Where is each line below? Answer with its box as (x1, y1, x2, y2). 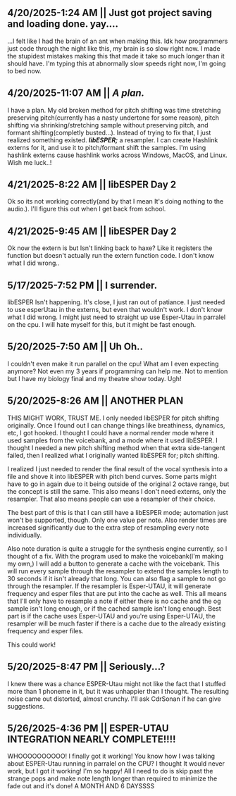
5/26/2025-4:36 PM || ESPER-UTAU (7, 722, 169, 734)
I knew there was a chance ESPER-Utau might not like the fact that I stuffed (7, 679, 226, 688)
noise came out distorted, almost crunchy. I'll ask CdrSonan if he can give (7, 695, 222, 703)
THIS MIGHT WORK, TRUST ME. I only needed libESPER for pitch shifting (7, 413, 220, 422)
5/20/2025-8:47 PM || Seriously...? (7, 661, 166, 673)
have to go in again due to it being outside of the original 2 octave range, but (7, 480, 230, 488)
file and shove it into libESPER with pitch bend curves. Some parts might (7, 472, 217, 480)
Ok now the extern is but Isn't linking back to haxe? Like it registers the (7, 244, 213, 252)
